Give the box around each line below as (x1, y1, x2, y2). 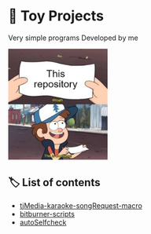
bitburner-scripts (19, 209, 75, 218)
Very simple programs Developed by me (8, 33, 139, 42)
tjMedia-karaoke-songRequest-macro (19, 200, 143, 210)
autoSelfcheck (19, 218, 67, 227)
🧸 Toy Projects (8, 7, 105, 25)
